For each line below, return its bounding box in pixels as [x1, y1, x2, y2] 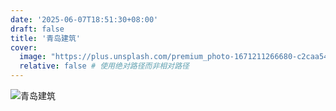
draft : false [10, 24, 65, 34]
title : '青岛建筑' [10, 33, 82, 43]
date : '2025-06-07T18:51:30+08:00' [10, 14, 159, 25]
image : [19, 52, 47, 62]
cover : [10, 42, 38, 53]
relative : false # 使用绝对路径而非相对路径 [19, 61, 190, 71]
